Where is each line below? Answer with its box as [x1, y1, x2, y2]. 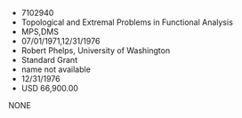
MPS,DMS [20, 27, 60, 36]
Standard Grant [20, 55, 77, 65]
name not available [20, 64, 91, 75]
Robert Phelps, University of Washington [20, 45, 171, 56]
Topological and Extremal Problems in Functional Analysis [20, 17, 233, 28]
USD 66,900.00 [20, 83, 79, 93]
